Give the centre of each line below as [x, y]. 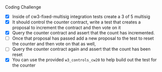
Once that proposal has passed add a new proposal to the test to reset [83, 38]
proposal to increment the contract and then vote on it [66, 28]
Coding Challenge [23, 7]
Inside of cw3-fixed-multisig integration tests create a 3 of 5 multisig [81, 16]
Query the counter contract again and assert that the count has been [81, 49]
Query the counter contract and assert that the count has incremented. [83, 33]
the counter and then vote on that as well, [54, 44]
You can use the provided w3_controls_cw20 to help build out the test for [84, 60]
